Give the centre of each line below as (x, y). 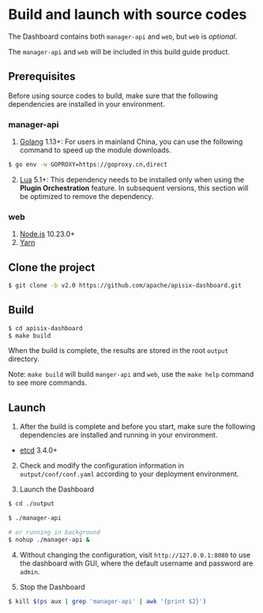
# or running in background (54, 532)
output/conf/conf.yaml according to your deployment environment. (129, 474)
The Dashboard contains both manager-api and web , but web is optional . (123, 36)
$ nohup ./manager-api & (49, 540)
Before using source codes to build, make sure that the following (113, 96)
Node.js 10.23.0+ (47, 234)
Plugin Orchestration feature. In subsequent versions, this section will (134, 188)
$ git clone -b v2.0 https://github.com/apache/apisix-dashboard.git (125, 286)
